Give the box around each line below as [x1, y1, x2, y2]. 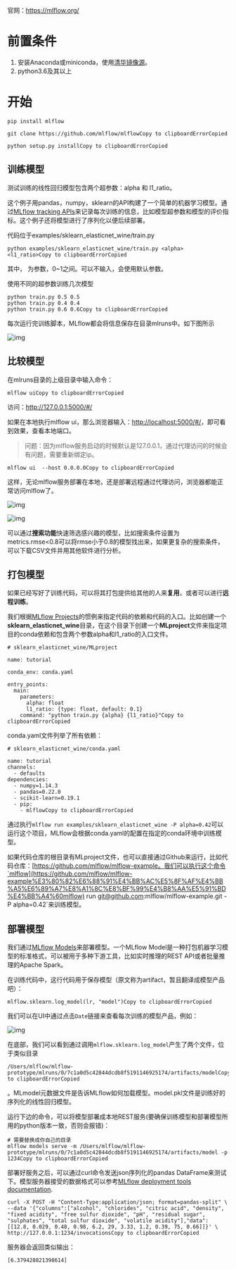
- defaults [13, 770, 46, 777]
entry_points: [7, 681, 49, 688]
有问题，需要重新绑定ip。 [24, 450, 98, 459]
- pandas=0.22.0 [13, 788, 61, 796]
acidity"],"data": [155, 1217, 209, 1224]
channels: [7, 764, 37, 771]
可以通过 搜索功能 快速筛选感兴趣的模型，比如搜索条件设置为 [7, 528, 180, 537]
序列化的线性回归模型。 [7, 1097, 75, 1106]
